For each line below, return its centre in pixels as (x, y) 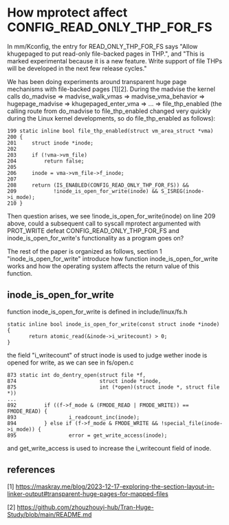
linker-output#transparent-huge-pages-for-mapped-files (88, 493)
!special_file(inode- (192, 423)
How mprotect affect (67, 13)
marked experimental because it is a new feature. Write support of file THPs (115, 61)
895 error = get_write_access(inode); (87, 435)
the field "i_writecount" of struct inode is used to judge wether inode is (107, 355)
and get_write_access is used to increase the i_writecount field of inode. (109, 448)
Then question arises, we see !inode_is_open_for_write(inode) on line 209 (111, 216)
